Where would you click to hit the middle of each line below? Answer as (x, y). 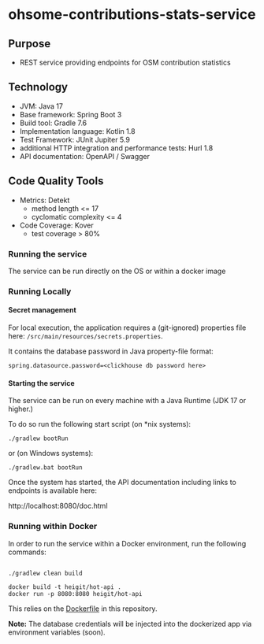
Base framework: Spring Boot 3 (71, 114)
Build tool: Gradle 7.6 (53, 123)
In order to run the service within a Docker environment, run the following (127, 543)
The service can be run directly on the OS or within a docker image (117, 271)
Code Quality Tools (56, 181)
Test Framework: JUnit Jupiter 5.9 (74, 139)
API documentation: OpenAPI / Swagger (85, 156)
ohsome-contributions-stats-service (132, 15)
